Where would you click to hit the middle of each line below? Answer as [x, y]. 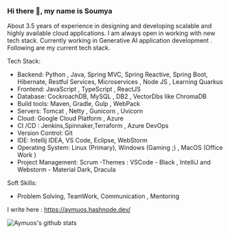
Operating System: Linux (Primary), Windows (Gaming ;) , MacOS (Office [120, 148]
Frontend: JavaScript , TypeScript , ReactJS [79, 89]
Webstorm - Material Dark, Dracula [66, 170]
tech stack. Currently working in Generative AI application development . [110, 41]
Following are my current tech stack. [59, 48]
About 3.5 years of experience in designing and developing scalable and [110, 26]
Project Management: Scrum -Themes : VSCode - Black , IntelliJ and [114, 162]
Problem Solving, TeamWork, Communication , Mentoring [98, 196]
